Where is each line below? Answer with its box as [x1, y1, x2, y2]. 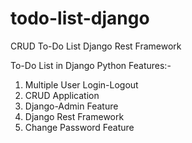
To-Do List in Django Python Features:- [10, 59, 172, 71]
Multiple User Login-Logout [24, 78, 139, 91]
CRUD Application [24, 89, 100, 101]
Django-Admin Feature [24, 100, 119, 112]
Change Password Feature [24, 121, 135, 133]
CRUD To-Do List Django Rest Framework [10, 40, 182, 52]
